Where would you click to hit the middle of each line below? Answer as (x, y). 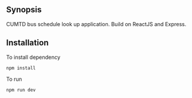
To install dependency (33, 57)
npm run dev (21, 90)
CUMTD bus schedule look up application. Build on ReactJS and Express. (96, 24)
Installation (27, 43)
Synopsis (24, 10)
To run (14, 79)
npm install (21, 68)
